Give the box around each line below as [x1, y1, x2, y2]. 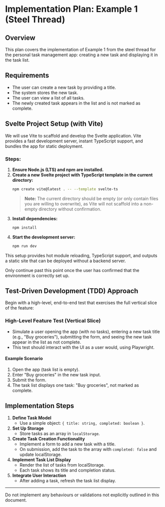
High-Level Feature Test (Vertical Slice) [5, 317, 101, 324]
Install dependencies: [12, 215, 58, 221]
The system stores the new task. [12, 90, 79, 96]
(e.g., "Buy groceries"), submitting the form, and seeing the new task [12, 334, 152, 339]
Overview [5, 34, 36, 42]
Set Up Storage [12, 425, 44, 431]
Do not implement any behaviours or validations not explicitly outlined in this [5, 492, 160, 498]
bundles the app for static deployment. [5, 143, 83, 149]
